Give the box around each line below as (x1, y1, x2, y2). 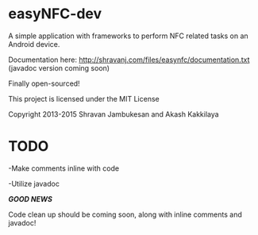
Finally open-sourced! (8, 79, 81, 88)
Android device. (8, 39, 60, 48)
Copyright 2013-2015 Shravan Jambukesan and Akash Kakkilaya (8, 109, 220, 119)
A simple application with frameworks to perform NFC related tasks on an (8, 31, 248, 40)
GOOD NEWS (8, 194, 53, 203)
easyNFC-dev (8, 5, 102, 23)
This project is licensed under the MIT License (8, 94, 160, 103)
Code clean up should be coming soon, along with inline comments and (8, 210, 242, 219)
